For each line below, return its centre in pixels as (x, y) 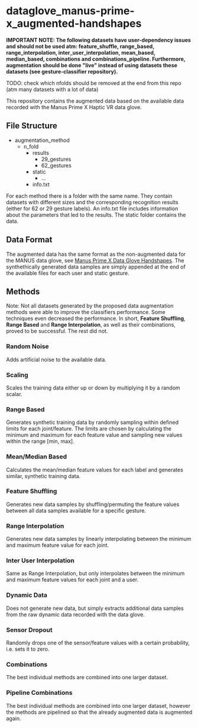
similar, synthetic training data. (43, 476)
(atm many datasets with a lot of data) (52, 89)
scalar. (14, 394)
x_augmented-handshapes (74, 23)
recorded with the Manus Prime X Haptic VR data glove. (74, 107)
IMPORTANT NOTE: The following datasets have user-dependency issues (98, 40)
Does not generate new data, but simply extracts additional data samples (95, 608)
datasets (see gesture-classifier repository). (62, 71)
